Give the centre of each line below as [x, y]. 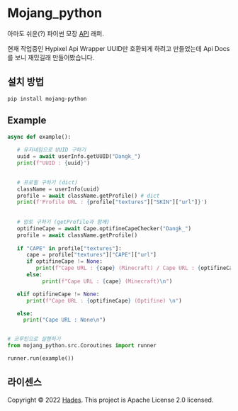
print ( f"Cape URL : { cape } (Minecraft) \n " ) [107, 281]
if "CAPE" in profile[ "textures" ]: [69, 248]
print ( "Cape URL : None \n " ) [64, 320]
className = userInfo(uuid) [58, 189]
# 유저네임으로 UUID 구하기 [51, 150]
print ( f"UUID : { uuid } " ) [53, 163]
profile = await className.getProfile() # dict [88, 196]
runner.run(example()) [41, 359]
